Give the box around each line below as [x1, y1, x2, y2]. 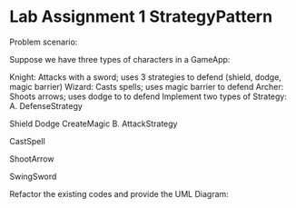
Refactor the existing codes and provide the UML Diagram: [9, 188, 229, 199]
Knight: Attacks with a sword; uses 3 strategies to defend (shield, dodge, [9, 71, 281, 83]
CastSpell [9, 135, 45, 146]
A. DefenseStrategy [9, 100, 84, 111]
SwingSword [9, 171, 57, 182]
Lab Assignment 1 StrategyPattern [9, 6, 273, 27]
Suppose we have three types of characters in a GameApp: [9, 54, 231, 64]
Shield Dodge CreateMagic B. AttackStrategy [9, 118, 178, 129]
